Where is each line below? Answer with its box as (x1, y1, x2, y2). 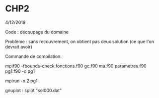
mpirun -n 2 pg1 (5, 78, 38, 84)
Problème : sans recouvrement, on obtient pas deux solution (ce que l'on (5, 38, 154, 45)
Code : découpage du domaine (5, 29, 69, 35)
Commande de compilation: (5, 53, 62, 59)
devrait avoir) (5, 44, 32, 49)
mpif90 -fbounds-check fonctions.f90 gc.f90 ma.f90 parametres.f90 (5, 63, 147, 69)
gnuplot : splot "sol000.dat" (5, 87, 62, 93)
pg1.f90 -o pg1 (5, 68, 35, 74)
